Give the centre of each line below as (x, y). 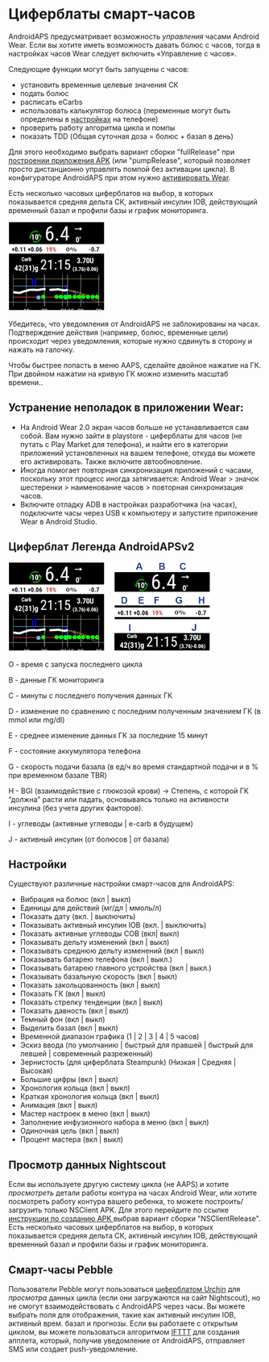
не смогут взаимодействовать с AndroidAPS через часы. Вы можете (127, 1306)
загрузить (25, 1210)
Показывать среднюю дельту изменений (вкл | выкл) (112, 951)
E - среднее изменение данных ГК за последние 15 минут (108, 735)
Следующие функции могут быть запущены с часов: (99, 69)
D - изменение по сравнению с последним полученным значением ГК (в (135, 711)
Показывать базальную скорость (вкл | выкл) (99, 976)
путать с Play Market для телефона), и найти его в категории (124, 444)
